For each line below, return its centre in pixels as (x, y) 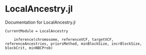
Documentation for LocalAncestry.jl (41, 22)
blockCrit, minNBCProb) (29, 48)
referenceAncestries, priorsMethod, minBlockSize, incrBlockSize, (73, 44)
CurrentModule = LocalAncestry (37, 31)
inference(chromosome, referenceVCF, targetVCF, (64, 40)
